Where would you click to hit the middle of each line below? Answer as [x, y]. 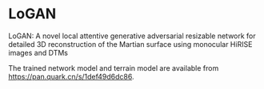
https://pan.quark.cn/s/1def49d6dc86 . [71, 76]
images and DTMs [38, 52]
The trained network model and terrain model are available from [114, 68]
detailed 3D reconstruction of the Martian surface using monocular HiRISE [130, 44]
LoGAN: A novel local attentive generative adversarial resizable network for [132, 36]
